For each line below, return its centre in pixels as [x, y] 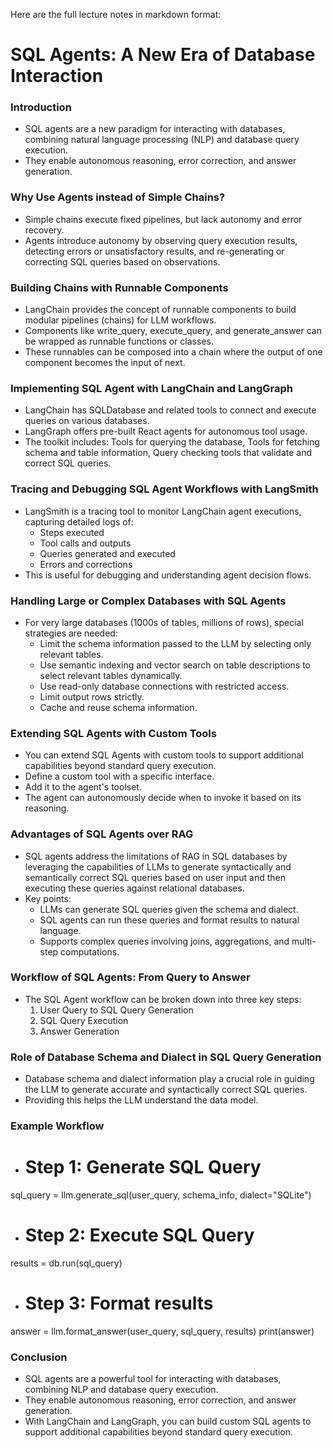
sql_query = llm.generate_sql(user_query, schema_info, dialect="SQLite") [161, 1195]
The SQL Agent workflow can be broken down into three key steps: [163, 999]
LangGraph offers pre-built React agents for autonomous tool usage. [166, 431]
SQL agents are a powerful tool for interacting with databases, [153, 1379]
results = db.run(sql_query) [66, 1263]
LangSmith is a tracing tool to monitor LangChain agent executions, [163, 511]
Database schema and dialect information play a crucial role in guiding [169, 1079]
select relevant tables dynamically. [111, 675]
